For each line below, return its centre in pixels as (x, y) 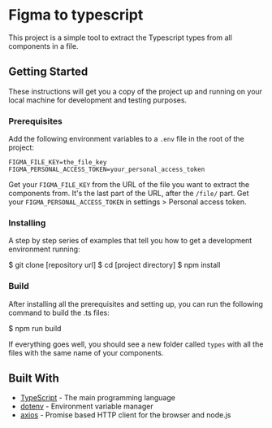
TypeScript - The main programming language (98, 398)
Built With (34, 379)
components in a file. (43, 46)
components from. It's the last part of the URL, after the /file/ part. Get (129, 194)
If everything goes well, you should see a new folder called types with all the (136, 344)
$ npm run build (35, 328)
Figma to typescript (76, 15)
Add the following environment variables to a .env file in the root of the (127, 139)
